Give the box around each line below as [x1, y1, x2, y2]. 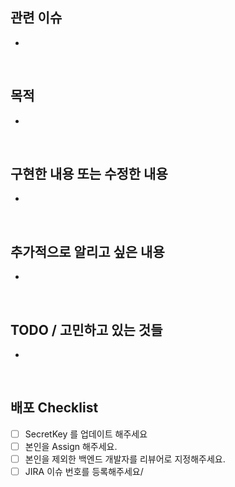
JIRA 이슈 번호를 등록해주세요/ [24, 466, 144, 478]
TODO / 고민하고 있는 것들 [10, 321, 163, 338]
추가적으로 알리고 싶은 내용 [10, 243, 165, 260]
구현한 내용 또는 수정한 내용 [10, 166, 168, 183]
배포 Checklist [10, 399, 99, 417]
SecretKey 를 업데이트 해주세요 [24, 428, 148, 440]
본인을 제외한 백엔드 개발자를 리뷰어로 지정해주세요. [24, 453, 226, 465]
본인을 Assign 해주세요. [24, 440, 118, 452]
